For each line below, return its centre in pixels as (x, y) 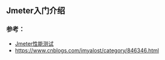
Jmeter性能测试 (34, 43)
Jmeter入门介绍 (36, 11)
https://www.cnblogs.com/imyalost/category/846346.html (87, 50)
